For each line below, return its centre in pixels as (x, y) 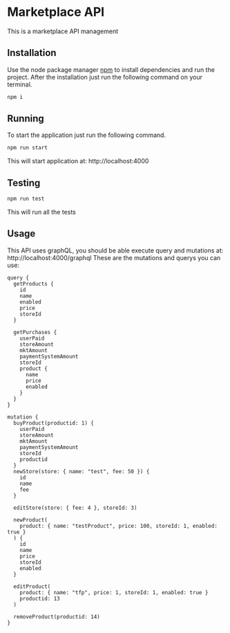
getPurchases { (35, 332)
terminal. (20, 84)
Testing (24, 183)
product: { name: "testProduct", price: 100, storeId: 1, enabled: (118, 526)
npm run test (26, 199)
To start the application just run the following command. (87, 135)
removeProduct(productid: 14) (57, 616)
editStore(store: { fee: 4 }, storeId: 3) (75, 508)
